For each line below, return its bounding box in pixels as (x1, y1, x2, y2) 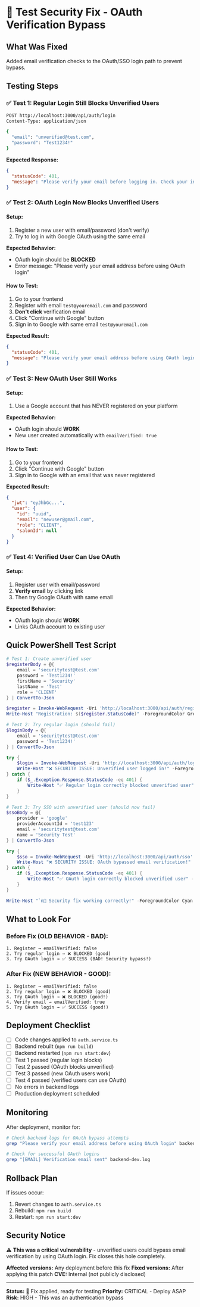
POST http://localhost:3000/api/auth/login (6, 113, 116, 119)
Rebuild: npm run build (14, 1207, 71, 1214)
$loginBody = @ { (6, 727, 46, 733)
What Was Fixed (6, 42, 68, 52)
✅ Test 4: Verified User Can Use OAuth (6, 553, 121, 561)
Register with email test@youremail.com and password (14, 301, 148, 309)
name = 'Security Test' (17, 832, 76, 838)
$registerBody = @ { (6, 661, 55, 668)
